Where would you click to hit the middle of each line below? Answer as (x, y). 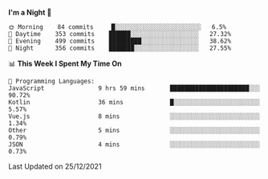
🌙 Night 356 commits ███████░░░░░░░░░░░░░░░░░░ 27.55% (120, 48)
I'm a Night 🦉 (30, 12)
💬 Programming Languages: (51, 81)
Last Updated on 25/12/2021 (55, 166)
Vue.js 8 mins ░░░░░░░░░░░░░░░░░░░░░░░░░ (134, 116)
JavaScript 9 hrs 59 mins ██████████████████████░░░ (134, 88)
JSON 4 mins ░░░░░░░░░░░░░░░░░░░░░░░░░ (134, 144)
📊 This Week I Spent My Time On (65, 63)
